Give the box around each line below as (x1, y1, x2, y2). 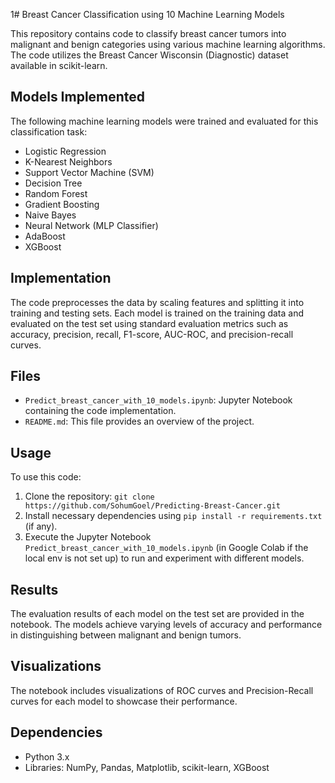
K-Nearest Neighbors (24, 155, 113, 168)
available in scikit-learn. (10, 60, 108, 71)
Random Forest (24, 187, 88, 199)
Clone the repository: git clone (24, 490, 155, 503)
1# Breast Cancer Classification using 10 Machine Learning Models (10, 9, 285, 20)
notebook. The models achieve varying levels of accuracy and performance (10, 619, 323, 631)
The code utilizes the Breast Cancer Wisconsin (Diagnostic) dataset (10, 49, 289, 61)
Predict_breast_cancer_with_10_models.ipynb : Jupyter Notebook (24, 394, 293, 406)
